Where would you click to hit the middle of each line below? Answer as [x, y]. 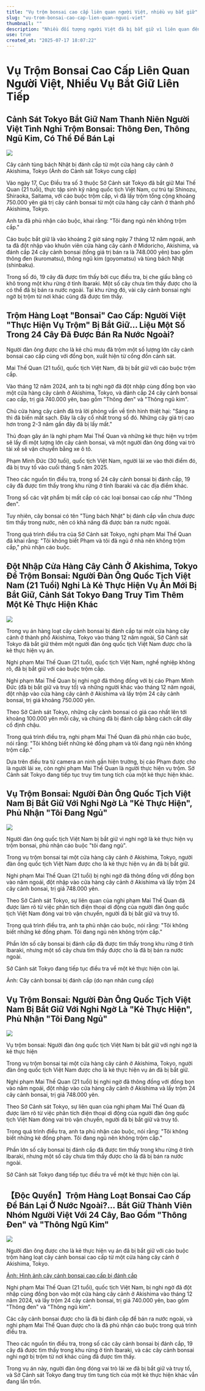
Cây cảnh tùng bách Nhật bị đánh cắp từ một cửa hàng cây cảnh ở [90, 165]
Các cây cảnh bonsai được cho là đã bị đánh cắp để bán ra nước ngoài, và [100, 1319]
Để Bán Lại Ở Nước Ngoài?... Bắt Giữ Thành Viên [99, 1205]
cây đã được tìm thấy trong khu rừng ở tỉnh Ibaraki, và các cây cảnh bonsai [100, 1350]
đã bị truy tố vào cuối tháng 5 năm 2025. [57, 467]
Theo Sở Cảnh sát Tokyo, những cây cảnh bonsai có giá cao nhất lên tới [97, 712]
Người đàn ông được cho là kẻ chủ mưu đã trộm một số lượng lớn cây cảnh [100, 349]
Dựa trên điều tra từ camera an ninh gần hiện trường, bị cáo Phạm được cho [101, 762]
